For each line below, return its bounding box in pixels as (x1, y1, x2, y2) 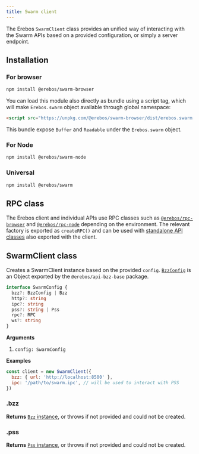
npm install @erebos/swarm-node (6, 155, 86, 160)
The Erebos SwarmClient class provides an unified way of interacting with (6, 25, 185, 32)
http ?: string (11, 295, 46, 301)
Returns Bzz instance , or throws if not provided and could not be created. (6, 413, 186, 420)
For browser (6, 73, 42, 81)
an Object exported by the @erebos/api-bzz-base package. (6, 273, 149, 280)
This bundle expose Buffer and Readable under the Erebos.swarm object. (6, 126, 182, 133)
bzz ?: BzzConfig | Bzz (11, 290, 68, 296)
